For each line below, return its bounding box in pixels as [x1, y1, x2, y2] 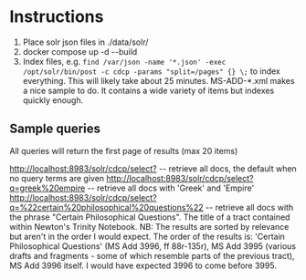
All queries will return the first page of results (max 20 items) [9, 145, 238, 156]
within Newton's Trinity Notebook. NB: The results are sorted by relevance [9, 221, 290, 232]
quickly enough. [22, 94, 84, 106]
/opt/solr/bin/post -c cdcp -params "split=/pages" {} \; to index [22, 66, 280, 77]
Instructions [9, 6, 104, 27]
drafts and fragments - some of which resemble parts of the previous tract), [9, 250, 295, 261]
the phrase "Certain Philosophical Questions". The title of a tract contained [9, 212, 290, 223]
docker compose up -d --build [22, 46, 138, 57]
